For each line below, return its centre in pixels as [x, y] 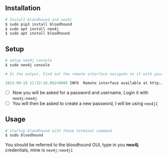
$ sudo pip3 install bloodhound [39, 24]
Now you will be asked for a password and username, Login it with [80, 92]
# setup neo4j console [29, 61]
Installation [23, 8]
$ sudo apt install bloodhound [38, 34]
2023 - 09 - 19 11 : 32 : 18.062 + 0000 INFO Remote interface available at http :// [85, 83]
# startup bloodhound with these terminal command [59, 131]
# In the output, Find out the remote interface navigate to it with [79, 74]
